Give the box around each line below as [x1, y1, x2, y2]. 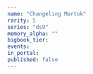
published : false [7, 56, 58, 63]
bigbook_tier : [7, 37, 49, 44]
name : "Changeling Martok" [7, 10, 87, 18]
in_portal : [7, 50, 39, 57]
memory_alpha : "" [7, 30, 58, 37]
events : [7, 43, 30, 50]
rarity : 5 [7, 17, 37, 24]
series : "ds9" [7, 23, 49, 30]
